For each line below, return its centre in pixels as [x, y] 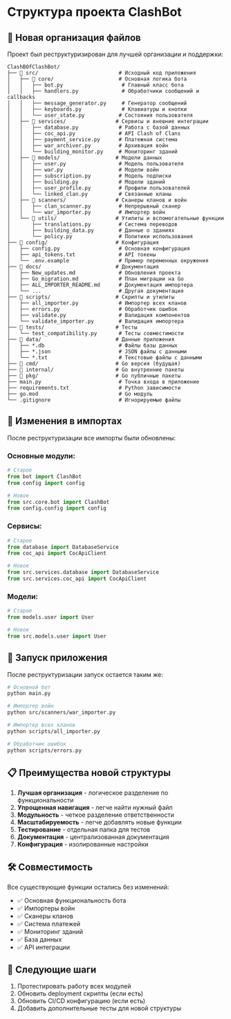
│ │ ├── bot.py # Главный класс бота [96, 85]
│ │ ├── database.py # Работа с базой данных [99, 127]
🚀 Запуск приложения [57, 658]
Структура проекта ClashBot [94, 12]
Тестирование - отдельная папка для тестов [84, 830]
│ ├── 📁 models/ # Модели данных [85, 158]
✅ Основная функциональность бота [72, 901]
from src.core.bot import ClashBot [58, 502]
